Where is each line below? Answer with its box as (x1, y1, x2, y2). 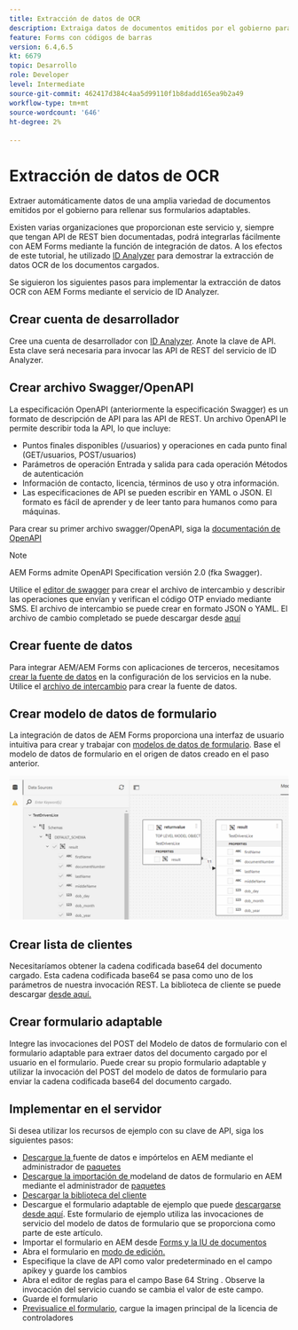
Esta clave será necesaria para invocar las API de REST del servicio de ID (9, 344, 277, 355)
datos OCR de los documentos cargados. (9, 260, 160, 271)
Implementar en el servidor (9, 1102, 162, 1117)
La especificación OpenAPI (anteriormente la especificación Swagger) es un (9, 404, 289, 415)
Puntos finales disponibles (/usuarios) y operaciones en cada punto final (21, 439, 287, 450)
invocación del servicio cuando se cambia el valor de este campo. (21, 1284, 264, 1294)
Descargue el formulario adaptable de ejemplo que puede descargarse (21, 1199, 281, 1209)
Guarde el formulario (21, 1293, 98, 1304)
